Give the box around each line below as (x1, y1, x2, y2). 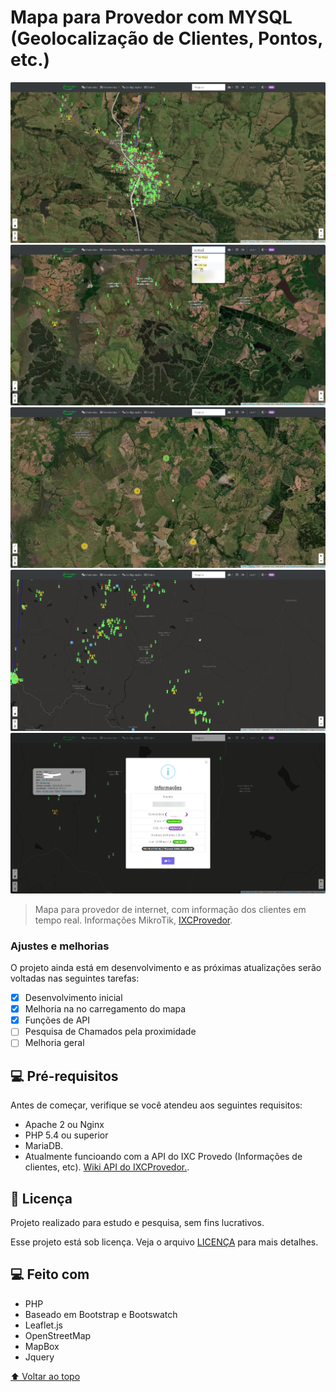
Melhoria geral (24, 1037, 85, 1049)
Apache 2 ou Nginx (24, 1119, 105, 1131)
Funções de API (24, 1014, 91, 1026)
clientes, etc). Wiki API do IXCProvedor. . (24, 1161, 190, 1173)
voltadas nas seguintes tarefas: (10, 972, 140, 985)
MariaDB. (24, 1140, 64, 1152)
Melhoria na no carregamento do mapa (24, 1003, 187, 1015)
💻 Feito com (10, 1266, 90, 1283)
